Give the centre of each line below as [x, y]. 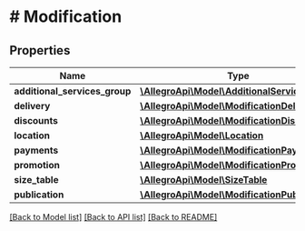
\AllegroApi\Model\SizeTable [204, 180]
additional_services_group [73, 91]
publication [39, 195]
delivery [32, 106]
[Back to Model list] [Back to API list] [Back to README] [113, 217]
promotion [37, 165]
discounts [36, 121]
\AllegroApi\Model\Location [202, 136]
